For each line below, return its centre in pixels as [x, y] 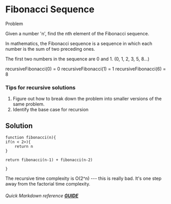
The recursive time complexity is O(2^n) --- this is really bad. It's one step [83, 178]
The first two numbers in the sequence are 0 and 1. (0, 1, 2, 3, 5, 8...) [78, 59]
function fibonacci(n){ [31, 138]
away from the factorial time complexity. [48, 184]
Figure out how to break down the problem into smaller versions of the [87, 99]
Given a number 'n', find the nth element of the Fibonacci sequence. [77, 33]
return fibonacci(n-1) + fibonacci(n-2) [49, 160]
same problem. [28, 104]
